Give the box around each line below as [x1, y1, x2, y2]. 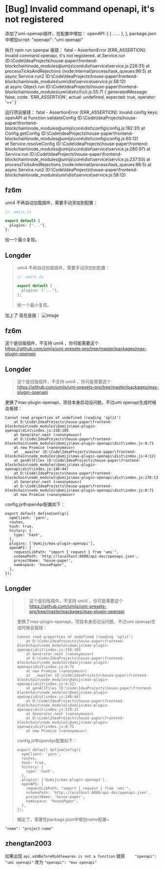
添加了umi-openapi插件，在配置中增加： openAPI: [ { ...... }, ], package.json [5, 30, 157, 36]
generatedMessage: [107, 89, 148, 95]
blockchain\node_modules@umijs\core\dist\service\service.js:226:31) [5, 63, 145, 69]
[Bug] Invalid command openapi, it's [5, 3, 155, 15]
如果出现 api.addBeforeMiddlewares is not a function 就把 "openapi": [5, 853, 157, 859]
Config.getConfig [5, 130, 40, 136]
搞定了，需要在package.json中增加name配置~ [17, 817, 110, 822]
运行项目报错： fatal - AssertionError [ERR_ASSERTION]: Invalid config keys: [5, 109, 159, 115]
